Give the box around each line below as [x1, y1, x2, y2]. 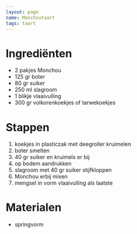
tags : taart [5, 20, 36, 26]
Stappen [5, 120, 50, 134]
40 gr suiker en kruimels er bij [14, 154, 90, 161]
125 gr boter [14, 73, 45, 80]
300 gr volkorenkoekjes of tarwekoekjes [14, 99, 116, 107]
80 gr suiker [14, 80, 45, 87]
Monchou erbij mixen [14, 173, 68, 180]
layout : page [5, 9, 39, 15]
